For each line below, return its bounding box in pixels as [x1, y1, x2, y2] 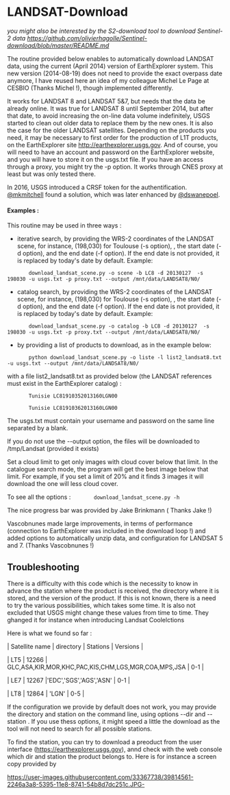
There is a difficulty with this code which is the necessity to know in [7, 579, 199, 587]
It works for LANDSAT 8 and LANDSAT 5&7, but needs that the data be [7, 97, 205, 105]
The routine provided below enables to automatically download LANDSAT [7, 54, 214, 62]
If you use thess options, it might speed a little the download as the [31, 717, 220, 725]
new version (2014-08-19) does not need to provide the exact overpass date [7, 69, 222, 77]
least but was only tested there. [7, 169, 96, 178]
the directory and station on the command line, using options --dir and [7, 710, 206, 718]
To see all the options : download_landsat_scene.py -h [7, 493, 180, 501]
